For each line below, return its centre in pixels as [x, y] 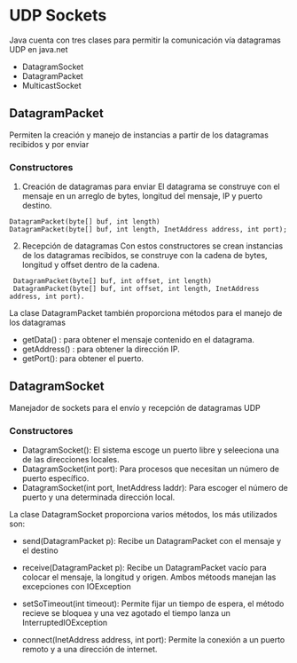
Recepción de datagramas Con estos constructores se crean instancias [152, 246]
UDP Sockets [58, 16]
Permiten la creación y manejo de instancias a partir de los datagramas [139, 135]
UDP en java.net [39, 49]
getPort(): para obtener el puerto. [83, 359]
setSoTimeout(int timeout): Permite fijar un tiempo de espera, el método [153, 604]
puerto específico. [55, 478]
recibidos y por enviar [49, 144]
